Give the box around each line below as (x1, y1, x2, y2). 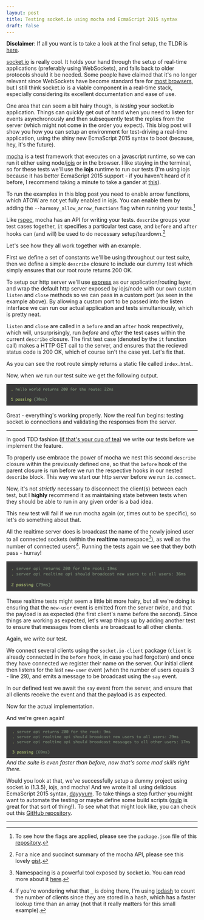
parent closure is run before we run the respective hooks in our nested (6, 467, 183, 474)
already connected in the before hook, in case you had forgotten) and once (6, 653, 194, 661)
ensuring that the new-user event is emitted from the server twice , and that (6, 603, 192, 611)
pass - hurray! (6, 549, 42, 556)
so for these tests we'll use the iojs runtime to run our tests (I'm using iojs (6, 166, 190, 173)
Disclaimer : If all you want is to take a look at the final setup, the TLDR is (6, 40, 188, 47)
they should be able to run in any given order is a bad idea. (6, 498, 154, 505)
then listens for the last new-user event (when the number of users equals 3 (6, 666, 194, 673)
